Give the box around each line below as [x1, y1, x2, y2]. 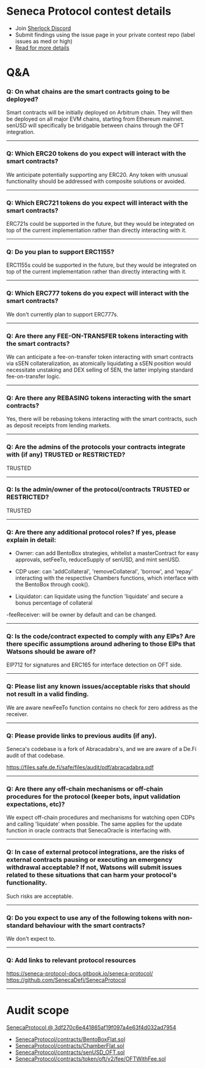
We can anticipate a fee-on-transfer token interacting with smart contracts [6, 353, 194, 360]
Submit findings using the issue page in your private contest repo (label [15, 31, 195, 38]
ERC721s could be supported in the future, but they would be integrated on [6, 220, 195, 228]
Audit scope [6, 1004, 70, 1017]
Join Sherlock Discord [15, 24, 71, 32]
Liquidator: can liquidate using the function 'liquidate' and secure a [15, 592, 183, 600]
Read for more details [15, 44, 70, 51]
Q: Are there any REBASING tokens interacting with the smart [6, 394, 191, 402]
